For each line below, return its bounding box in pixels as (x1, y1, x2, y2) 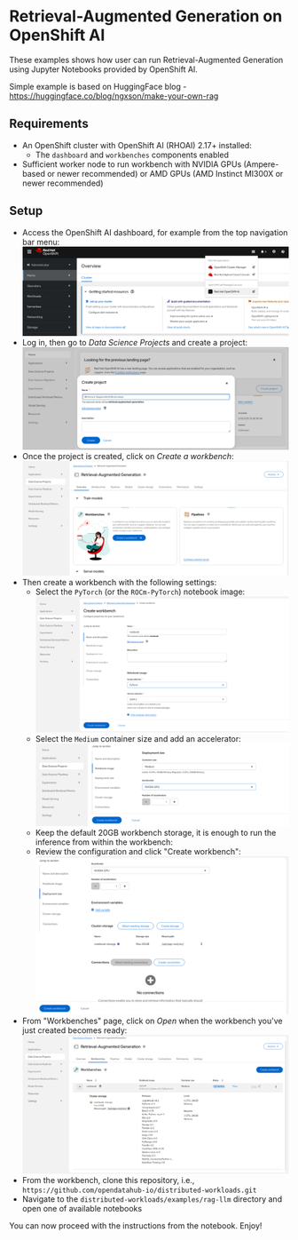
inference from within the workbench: (35, 837, 173, 847)
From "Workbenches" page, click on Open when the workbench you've (21, 1015, 283, 1026)
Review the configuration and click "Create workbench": (35, 847, 241, 857)
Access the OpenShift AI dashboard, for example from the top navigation (21, 227, 288, 237)
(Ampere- (243, 158, 279, 170)
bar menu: (21, 236, 60, 247)
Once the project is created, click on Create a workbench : (21, 450, 234, 461)
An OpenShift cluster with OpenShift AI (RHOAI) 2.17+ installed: (21, 139, 253, 150)
